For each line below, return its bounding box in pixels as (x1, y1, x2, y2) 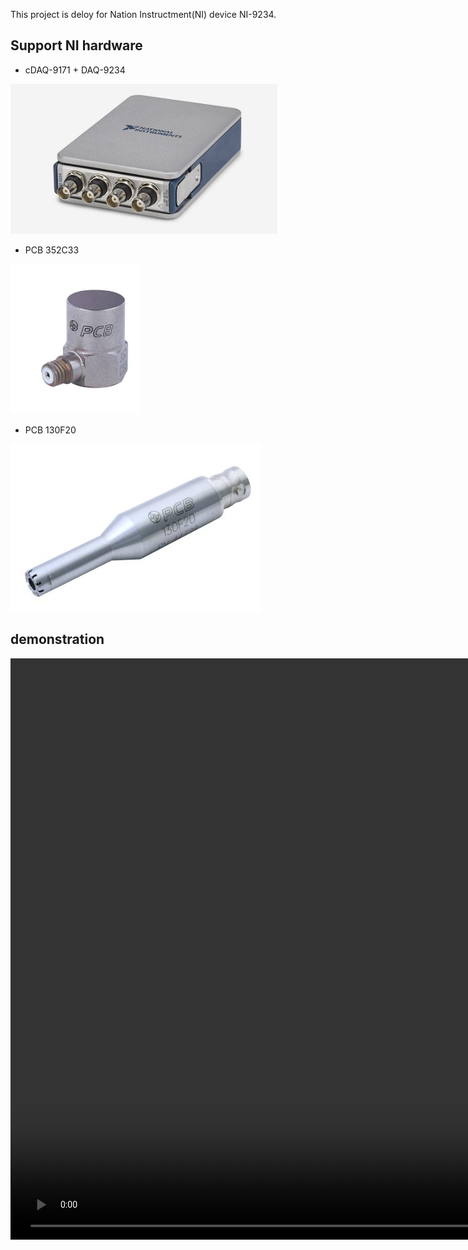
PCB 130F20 (24, 424, 77, 436)
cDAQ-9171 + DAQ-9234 (24, 64, 126, 76)
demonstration (10, 631, 105, 648)
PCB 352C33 (24, 244, 80, 256)
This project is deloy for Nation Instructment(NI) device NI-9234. (10, 9, 277, 20)
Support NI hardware (10, 37, 143, 54)
